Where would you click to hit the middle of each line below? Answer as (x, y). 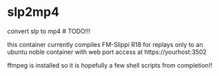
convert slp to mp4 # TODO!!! (49, 31)
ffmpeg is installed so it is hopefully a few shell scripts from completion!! (110, 65)
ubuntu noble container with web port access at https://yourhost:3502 (107, 52)
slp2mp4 (33, 12)
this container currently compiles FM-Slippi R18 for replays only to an (105, 44)
